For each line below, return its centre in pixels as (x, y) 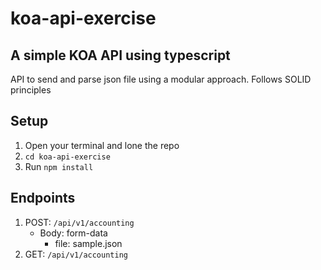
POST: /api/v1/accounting (79, 222)
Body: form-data (73, 233)
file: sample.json (88, 243)
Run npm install (59, 166)
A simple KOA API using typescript (120, 55)
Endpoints (43, 198)
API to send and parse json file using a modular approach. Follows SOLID (161, 79)
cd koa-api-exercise (67, 157)
